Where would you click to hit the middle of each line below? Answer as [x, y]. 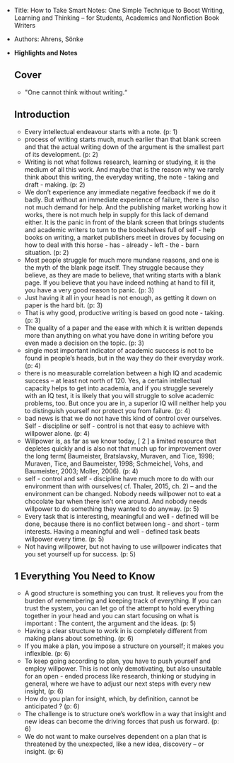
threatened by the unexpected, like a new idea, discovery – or [115, 744]
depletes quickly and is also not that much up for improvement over [123, 448]
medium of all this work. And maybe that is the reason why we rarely [124, 169]
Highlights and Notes [46, 53]
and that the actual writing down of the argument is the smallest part [124, 147]
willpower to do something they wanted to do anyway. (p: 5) [112, 509]
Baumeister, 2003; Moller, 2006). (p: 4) [82, 471]
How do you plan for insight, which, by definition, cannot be [112, 699]
